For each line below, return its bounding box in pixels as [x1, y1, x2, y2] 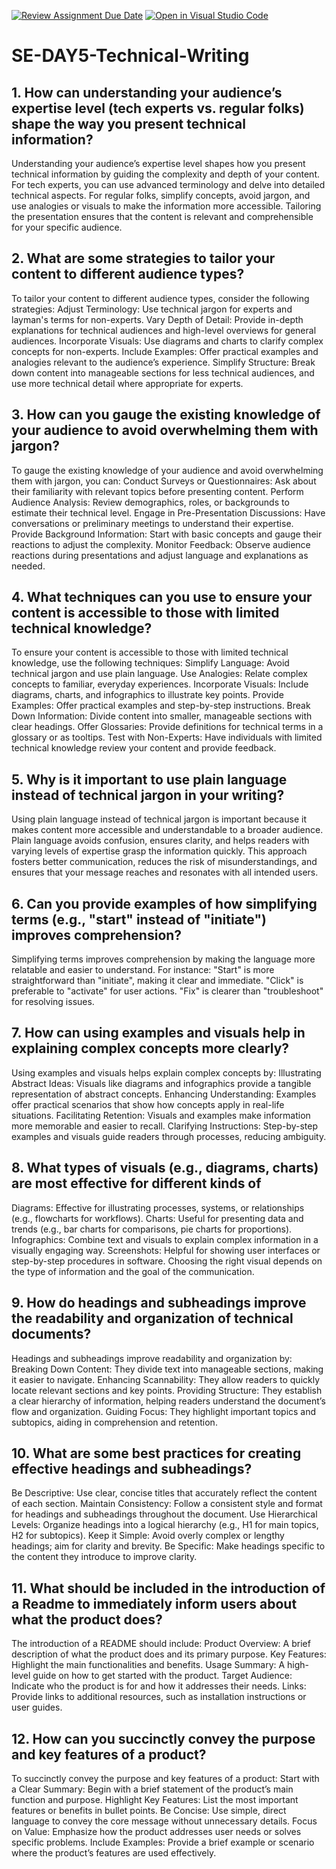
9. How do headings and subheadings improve [11, 1295, 307, 1312]
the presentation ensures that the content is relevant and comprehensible [11, 211, 314, 222]
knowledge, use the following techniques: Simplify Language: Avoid [11, 657, 290, 669]
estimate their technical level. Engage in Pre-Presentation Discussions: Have [11, 506, 326, 519]
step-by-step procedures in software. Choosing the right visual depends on [11, 1255, 323, 1267]
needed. [11, 560, 46, 572]
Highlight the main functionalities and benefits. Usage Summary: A [11, 1659, 286, 1671]
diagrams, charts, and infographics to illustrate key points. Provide [11, 689, 284, 701]
